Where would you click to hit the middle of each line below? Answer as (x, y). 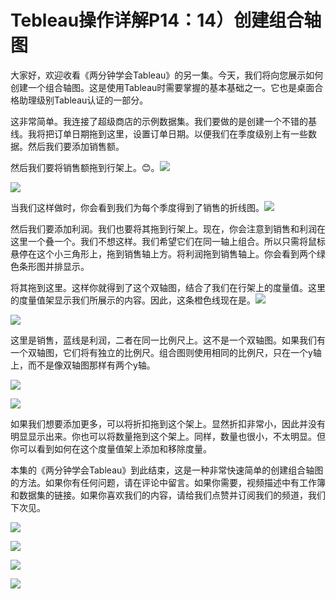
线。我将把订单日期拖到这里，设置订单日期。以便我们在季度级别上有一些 (159, 133)
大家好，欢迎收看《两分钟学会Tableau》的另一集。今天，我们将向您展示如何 (167, 75)
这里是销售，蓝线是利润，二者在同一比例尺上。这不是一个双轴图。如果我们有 (168, 340)
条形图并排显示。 (54, 266)
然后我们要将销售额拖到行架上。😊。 (85, 167)
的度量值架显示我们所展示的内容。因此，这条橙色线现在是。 (133, 300)
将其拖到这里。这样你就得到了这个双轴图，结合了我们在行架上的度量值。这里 (168, 287)
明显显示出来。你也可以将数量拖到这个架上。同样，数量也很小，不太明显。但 (168, 436)
